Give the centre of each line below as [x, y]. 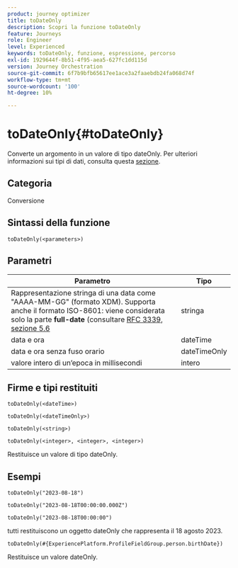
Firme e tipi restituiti [52, 388]
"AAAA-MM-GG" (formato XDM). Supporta [83, 302]
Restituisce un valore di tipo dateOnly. [63, 455]
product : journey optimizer [49, 14]
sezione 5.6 [30, 328]
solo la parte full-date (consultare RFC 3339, [87, 319]
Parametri [29, 261]
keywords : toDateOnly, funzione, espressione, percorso [91, 54]
